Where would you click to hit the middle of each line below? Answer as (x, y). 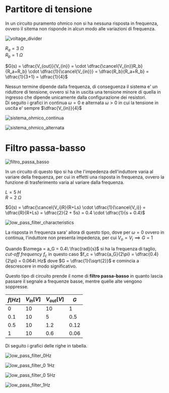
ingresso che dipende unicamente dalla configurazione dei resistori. (76, 97)
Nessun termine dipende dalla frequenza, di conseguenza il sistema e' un (81, 86)
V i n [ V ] (33, 300)
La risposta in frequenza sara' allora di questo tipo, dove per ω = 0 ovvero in (85, 232)
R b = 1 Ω (14, 55)
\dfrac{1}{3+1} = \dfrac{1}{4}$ (37, 76)
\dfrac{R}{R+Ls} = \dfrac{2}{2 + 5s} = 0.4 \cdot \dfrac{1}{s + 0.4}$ (75, 213)
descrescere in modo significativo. (41, 266)
